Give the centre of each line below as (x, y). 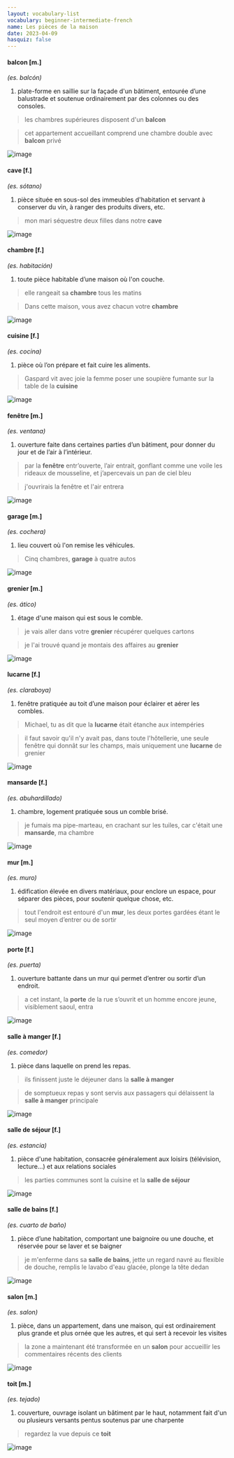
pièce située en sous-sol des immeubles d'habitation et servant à (111, 199)
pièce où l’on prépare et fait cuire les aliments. (84, 365)
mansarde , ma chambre (59, 832)
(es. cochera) (27, 532)
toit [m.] (19, 1384)
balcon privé (43, 141)
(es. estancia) (27, 1145)
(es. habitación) (30, 265)
